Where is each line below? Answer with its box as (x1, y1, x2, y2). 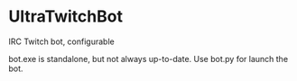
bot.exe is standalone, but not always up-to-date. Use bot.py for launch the (8, 53, 289, 64)
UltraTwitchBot (8, 6, 124, 27)
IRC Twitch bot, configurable (8, 36, 115, 47)
